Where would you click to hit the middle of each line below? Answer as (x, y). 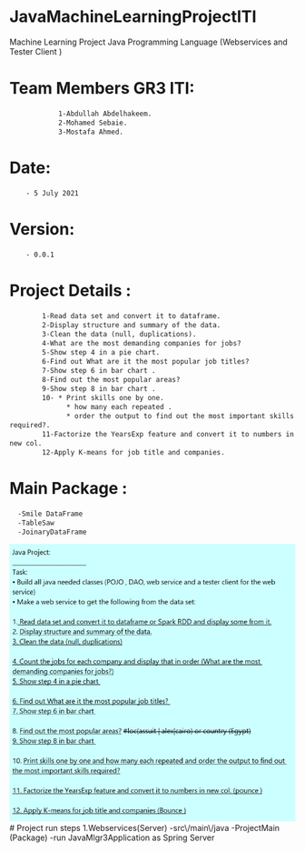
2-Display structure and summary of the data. (132, 325)
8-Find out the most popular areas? (111, 379)
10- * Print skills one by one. (103, 397)
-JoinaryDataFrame (53, 532)
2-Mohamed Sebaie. (93, 123)
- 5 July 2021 (52, 193)
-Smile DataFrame (50, 514)
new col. (26, 443)
